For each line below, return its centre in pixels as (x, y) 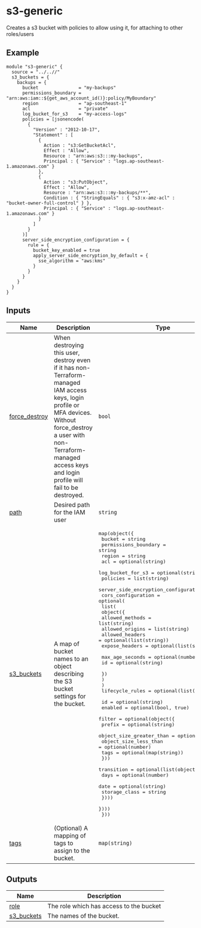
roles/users (20, 34)
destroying (69, 345)
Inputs (19, 311)
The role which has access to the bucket (104, 906)
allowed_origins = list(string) (145, 629)
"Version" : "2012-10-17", (66, 129)
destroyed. (69, 495)
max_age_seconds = (126, 657)
